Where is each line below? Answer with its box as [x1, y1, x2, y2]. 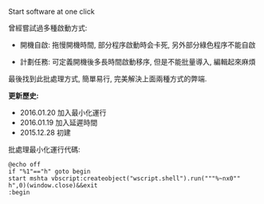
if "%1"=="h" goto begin [8, 167, 91, 175]
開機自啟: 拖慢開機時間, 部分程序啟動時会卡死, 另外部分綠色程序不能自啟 [19, 40, 256, 49]
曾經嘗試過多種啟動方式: [8, 23, 88, 33]
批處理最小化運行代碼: [8, 145, 81, 154]
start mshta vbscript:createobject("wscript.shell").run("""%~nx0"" [8, 175, 241, 182]
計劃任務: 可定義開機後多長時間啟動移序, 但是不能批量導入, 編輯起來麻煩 [19, 57, 256, 66]
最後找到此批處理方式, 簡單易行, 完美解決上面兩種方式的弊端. [8, 74, 207, 83]
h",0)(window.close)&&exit [8, 182, 98, 190]
